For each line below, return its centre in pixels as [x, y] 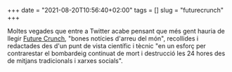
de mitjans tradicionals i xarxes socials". [65, 61]
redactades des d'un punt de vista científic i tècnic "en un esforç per [107, 46]
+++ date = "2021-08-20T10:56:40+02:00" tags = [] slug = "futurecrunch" [115, 10]
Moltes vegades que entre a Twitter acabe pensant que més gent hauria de [116, 31]
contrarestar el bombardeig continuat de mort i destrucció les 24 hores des [116, 53]
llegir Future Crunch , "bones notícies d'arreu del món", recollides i [103, 38]
